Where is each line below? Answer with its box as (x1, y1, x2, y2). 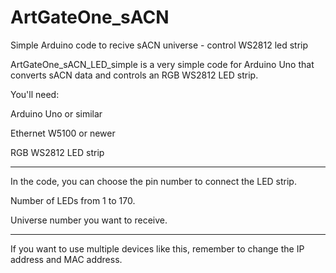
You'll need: (10, 88, 60, 100)
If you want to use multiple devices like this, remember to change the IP (10, 242, 305, 255)
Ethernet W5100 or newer (10, 127, 116, 139)
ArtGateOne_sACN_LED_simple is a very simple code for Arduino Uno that (10, 58, 315, 70)
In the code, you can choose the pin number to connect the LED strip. (10, 175, 297, 187)
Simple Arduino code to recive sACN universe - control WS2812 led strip (10, 39, 309, 51)
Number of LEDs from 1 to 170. (10, 194, 136, 206)
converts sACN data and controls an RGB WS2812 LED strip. (10, 69, 259, 81)
